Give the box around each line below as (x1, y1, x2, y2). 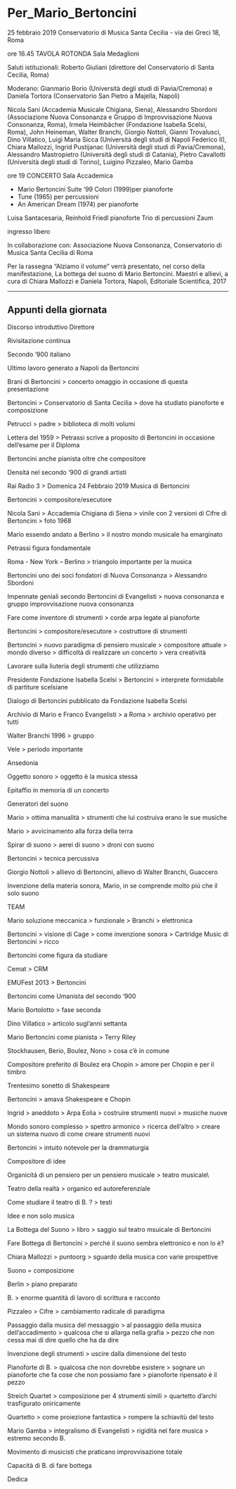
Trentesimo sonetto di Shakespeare (7, 1081, 110, 1090)
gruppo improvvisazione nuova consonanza (7, 599, 134, 608)
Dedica (7, 1474, 28, 1483)
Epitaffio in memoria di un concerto (7, 785, 110, 794)
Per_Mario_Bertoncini (7, 5, 137, 21)
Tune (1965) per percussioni (17, 192, 100, 201)
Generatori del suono (7, 799, 69, 808)
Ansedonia (7, 759, 39, 767)
